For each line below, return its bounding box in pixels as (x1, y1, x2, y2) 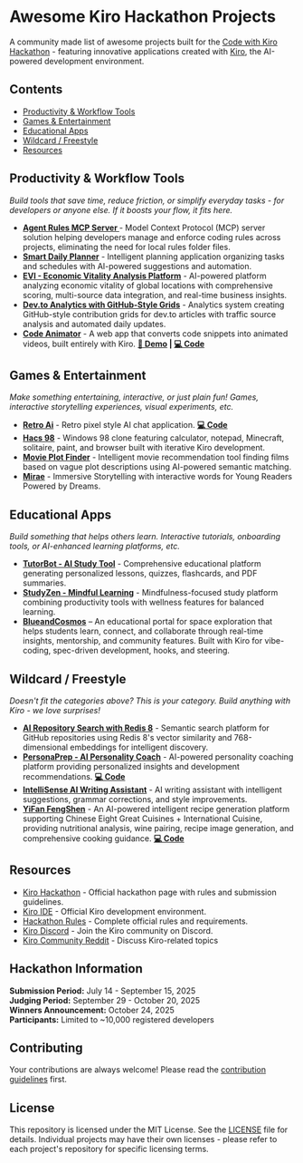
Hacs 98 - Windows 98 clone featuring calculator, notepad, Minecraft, (22, 432, 285, 443)
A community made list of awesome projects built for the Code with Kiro (9, 36, 278, 47)
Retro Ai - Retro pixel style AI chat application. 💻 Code (22, 420, 228, 431)
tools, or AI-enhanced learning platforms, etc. (9, 541, 181, 552)
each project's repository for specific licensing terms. (9, 1144, 210, 1155)
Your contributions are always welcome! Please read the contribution (9, 1064, 267, 1075)
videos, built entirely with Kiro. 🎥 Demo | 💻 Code (22, 338, 205, 349)
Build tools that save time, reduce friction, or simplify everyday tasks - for (9, 195, 285, 206)
